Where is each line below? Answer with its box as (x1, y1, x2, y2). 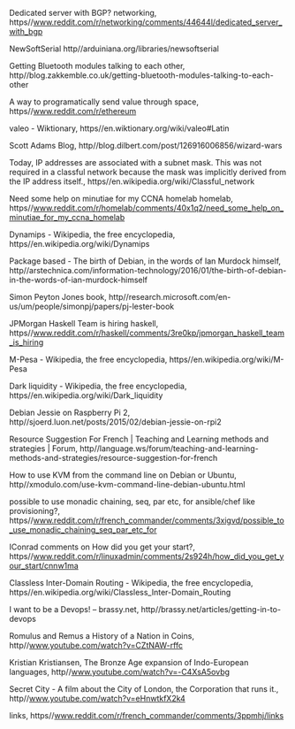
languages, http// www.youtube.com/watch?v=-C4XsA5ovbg (9, 667, 231, 677)
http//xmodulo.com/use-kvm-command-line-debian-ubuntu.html (9, 480, 246, 489)
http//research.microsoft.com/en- (109, 292, 231, 302)
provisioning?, (9, 506, 60, 516)
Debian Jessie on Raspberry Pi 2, (9, 407, 131, 418)
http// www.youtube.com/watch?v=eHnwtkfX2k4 (9, 694, 185, 703)
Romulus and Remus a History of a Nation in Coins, (9, 631, 194, 641)
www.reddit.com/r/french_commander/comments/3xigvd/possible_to (33, 515, 284, 526)
